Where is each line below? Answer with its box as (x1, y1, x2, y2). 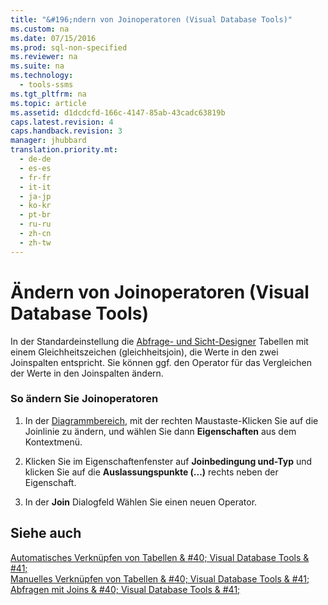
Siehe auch (10, 525, 82, 542)
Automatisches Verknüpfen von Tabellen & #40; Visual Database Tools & (10, 551, 310, 563)
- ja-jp (19, 191, 52, 201)
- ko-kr (19, 201, 52, 211)
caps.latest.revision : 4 (10, 117, 114, 127)
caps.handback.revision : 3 (10, 126, 123, 136)
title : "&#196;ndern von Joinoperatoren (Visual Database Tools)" (10, 14, 293, 25)
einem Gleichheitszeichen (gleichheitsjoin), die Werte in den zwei (10, 346, 279, 358)
